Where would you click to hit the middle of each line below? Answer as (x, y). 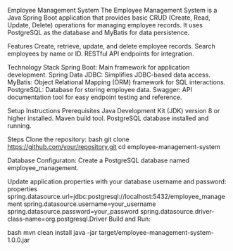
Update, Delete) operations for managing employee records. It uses (105, 25)
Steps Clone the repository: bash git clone (68, 139)
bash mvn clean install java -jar (52, 232)
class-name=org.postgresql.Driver (57, 219)
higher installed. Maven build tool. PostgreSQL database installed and (108, 118)
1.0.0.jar (19, 240)
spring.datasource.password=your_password (73, 211)
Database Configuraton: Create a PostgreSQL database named (99, 160)
